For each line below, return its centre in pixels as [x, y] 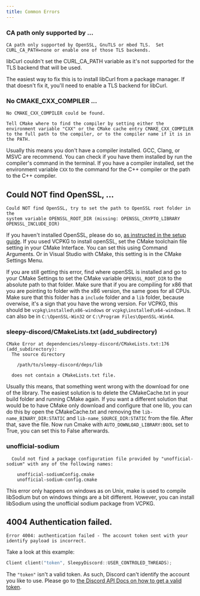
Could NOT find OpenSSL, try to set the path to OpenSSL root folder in [99, 209]
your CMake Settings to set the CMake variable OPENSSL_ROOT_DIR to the [94, 279]
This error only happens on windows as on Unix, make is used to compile [96, 490]
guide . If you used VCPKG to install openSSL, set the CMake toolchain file [97, 242]
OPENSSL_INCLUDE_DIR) [33, 224]
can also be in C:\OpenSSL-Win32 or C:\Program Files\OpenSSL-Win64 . [90, 316]
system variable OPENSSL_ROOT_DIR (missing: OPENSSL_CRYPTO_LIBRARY [93, 219]
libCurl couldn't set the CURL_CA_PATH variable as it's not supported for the [100, 61]
